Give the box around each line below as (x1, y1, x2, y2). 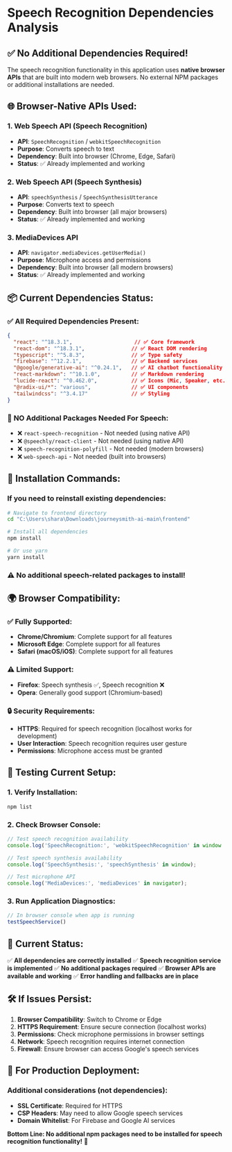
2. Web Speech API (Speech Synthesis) (7, 177, 142, 187)
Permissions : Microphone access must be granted (17, 746, 163, 755)
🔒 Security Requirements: (7, 706, 96, 716)
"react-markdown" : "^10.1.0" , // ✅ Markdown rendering (13, 371, 204, 378)
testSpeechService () (7, 919, 67, 926)
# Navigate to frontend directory (7, 509, 107, 517)
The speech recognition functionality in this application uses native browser (7, 66, 225, 74)
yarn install (7, 553, 45, 560)
